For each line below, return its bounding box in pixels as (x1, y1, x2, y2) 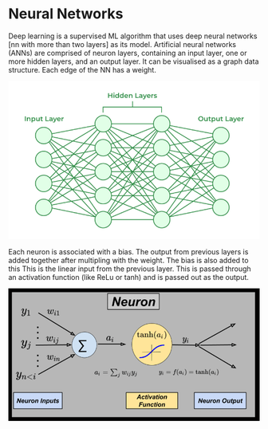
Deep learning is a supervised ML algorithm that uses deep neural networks (8, 31, 258, 41)
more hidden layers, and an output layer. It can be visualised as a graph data (8, 57, 259, 66)
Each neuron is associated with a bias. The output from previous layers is (8, 247, 249, 257)
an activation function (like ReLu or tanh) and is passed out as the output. (8, 273, 250, 282)
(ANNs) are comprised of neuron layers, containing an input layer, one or (8, 48, 247, 57)
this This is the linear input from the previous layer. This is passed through (8, 264, 251, 274)
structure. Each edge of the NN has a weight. (8, 65, 157, 74)
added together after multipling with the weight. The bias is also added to (8, 256, 249, 266)
